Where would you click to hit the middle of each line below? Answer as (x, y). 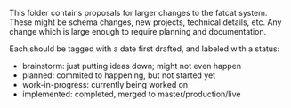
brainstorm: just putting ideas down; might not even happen (132, 66)
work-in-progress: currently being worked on (105, 85)
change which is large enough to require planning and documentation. (138, 31)
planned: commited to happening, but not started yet (119, 75)
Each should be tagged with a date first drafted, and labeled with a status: (145, 49)
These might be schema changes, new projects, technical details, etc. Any (145, 22)
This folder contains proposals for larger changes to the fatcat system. (138, 13)
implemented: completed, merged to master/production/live (131, 94)
